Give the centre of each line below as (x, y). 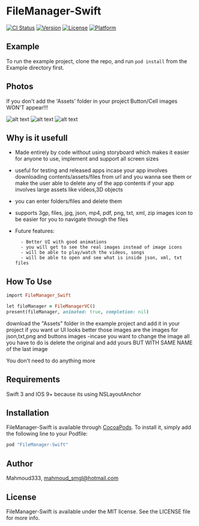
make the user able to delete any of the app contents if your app (94, 183)
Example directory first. (35, 67)
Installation (28, 413)
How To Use (29, 281)
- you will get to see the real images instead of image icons (101, 247)
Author (20, 464)
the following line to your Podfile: (47, 434)
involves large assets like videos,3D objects (69, 190)
